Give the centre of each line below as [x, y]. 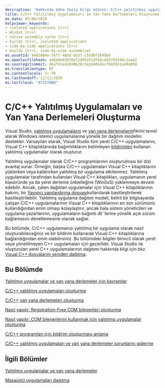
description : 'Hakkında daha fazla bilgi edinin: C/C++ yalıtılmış [76, 10]
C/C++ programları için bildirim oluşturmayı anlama [57, 334]
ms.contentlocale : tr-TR [30, 74]
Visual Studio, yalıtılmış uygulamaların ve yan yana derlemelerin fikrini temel [81, 131]
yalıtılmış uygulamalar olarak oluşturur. [44, 152]
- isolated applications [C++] [37, 28]
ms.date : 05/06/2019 [26, 19]
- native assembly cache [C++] [37, 37]
